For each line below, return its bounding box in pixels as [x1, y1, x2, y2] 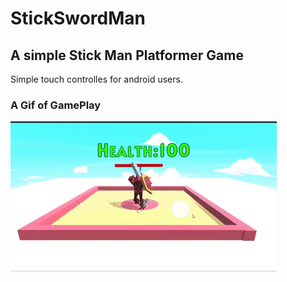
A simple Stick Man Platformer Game [10, 47, 244, 64]
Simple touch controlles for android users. [10, 73, 183, 85]
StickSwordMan [10, 7, 146, 30]
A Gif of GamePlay [10, 98, 102, 112]
